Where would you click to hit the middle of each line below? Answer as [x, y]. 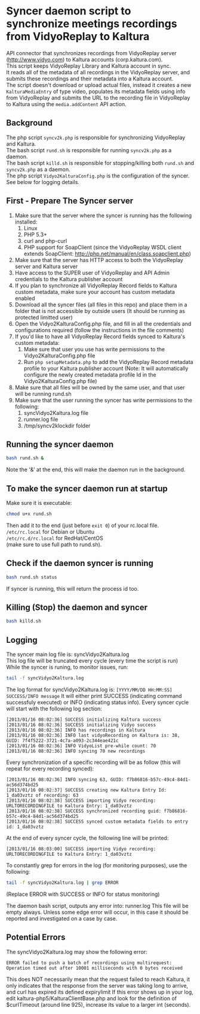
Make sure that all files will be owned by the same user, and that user [100, 387]
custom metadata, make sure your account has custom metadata [95, 291]
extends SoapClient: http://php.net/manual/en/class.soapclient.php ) [107, 254]
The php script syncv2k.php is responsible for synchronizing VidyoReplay [96, 137]
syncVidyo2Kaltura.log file [56, 413]
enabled [25, 298]
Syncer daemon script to [69, 11]
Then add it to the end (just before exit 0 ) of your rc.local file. [83, 525]
